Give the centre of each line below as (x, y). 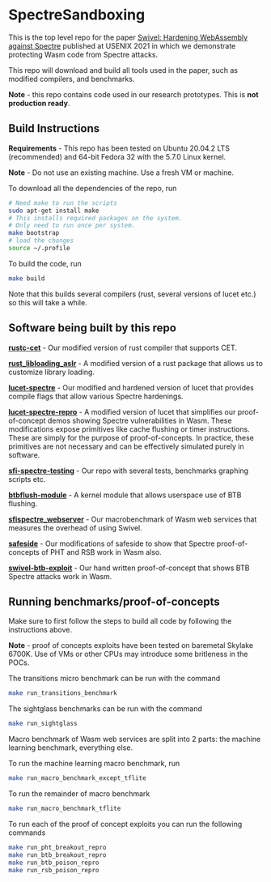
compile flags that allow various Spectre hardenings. (96, 396)
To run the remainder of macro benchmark (79, 794)
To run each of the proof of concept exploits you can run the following (125, 824)
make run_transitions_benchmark (63, 693)
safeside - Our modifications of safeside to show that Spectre (112, 543)
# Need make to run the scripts (63, 203)
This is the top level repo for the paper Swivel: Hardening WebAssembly (128, 37)
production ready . (39, 103)
